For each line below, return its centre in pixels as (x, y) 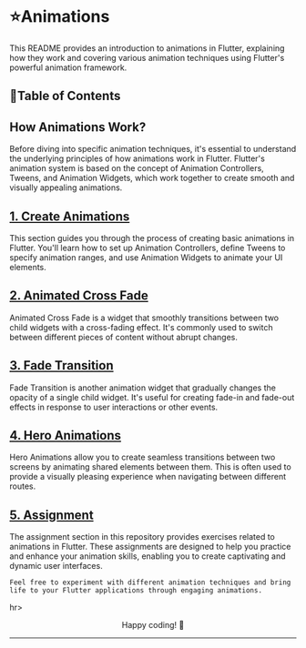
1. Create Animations (70, 216)
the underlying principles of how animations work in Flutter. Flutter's (138, 158)
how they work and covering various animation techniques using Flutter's (147, 57)
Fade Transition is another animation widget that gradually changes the (143, 388)
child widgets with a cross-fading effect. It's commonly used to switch (141, 327)
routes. (23, 486)
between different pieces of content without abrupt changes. (124, 337)
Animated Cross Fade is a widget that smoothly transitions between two (144, 318)
